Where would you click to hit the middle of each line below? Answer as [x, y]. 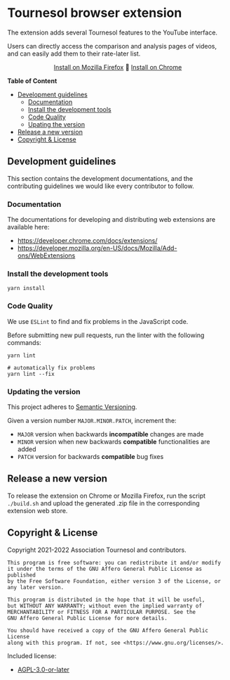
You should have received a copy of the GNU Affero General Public [108, 630]
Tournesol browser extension [95, 13]
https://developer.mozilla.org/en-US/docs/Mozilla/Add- [97, 248]
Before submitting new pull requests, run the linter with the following [106, 335]
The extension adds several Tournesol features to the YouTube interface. [113, 32]
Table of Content [32, 81]
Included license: [32, 655]
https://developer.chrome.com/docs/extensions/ [87, 241]
